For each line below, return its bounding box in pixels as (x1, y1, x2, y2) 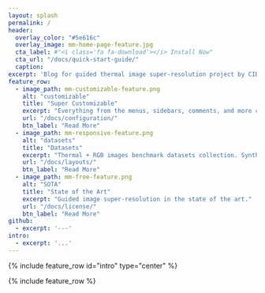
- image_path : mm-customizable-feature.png (15, 85, 160, 93)
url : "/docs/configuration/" (22, 115, 118, 122)
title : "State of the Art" (22, 187, 111, 196)
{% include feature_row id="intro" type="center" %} (8, 261, 178, 270)
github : (8, 217, 34, 225)
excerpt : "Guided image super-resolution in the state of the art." (22, 195, 252, 203)
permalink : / (8, 19, 51, 27)
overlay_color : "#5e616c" (15, 33, 101, 42)
